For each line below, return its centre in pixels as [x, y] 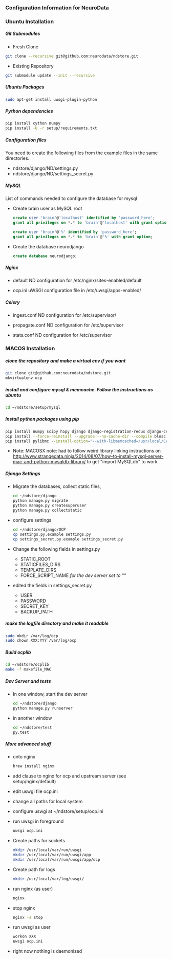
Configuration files [26, 140]
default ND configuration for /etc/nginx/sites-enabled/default [77, 281]
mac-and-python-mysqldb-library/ [49, 462]
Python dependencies [29, 111]
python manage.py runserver [42, 708]
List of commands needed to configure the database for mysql [71, 198]
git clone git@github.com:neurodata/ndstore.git [58, 373]
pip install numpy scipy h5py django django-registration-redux [75, 431]
